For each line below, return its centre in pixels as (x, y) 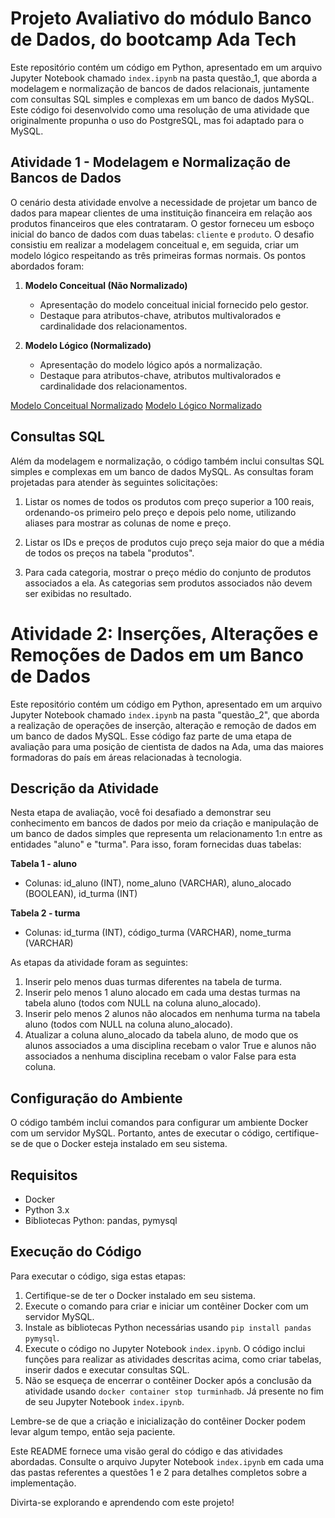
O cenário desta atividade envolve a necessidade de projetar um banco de (164, 202)
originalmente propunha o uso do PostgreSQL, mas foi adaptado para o (157, 120)
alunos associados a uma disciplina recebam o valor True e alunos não (170, 1046)
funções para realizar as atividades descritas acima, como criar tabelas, (173, 1359)
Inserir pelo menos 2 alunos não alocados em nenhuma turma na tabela (172, 1014)
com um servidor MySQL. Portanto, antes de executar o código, (141, 1133)
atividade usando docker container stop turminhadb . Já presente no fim (174, 1391)
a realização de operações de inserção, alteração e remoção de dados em (163, 725)
